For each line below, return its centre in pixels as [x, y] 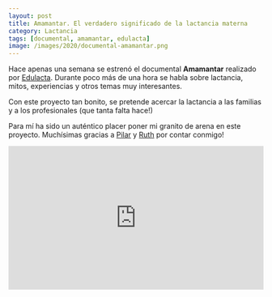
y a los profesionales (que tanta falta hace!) [81, 111]
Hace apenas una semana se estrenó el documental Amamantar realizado [132, 69]
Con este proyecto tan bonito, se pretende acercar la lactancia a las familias [135, 102]
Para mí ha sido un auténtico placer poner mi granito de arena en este [125, 126]
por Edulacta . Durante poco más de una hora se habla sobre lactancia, [126, 78]
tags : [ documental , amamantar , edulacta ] [79, 38]
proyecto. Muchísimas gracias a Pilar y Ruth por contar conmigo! [116, 135]
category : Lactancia [43, 31]
